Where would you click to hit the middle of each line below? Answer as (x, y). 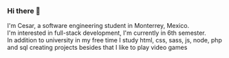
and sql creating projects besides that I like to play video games (97, 48)
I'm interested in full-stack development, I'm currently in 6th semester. (107, 33)
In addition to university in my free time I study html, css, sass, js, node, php (115, 40)
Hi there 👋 (24, 11)
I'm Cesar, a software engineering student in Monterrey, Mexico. (98, 26)
